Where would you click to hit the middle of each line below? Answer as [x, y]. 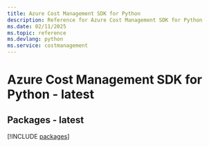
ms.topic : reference [37, 33]
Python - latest [51, 95]
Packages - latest [46, 120]
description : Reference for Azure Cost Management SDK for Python [105, 20]
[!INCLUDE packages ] [38, 136]
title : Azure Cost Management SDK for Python [74, 13]
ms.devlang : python [35, 39]
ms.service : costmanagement [48, 46]
